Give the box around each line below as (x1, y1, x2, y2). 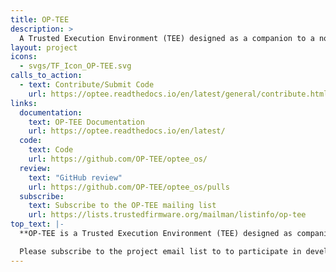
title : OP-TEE (10, 14, 70, 25)
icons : (10, 52, 38, 62)
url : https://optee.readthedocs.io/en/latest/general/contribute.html (28, 89, 329, 99)
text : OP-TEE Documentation (28, 117, 145, 127)
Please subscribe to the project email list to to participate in (19, 246, 302, 256)
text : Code (28, 145, 74, 155)
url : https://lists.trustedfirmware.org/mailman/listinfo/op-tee (28, 210, 307, 220)
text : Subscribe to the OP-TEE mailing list (28, 201, 217, 211)
